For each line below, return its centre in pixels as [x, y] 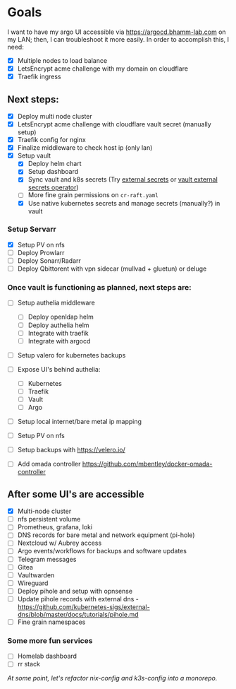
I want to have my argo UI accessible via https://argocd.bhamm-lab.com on [117, 32]
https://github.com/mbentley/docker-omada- [147, 464]
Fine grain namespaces [51, 622]
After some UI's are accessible [76, 494]
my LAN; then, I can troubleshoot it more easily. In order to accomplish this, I [118, 39]
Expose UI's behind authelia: [59, 369]
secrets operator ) [53, 187]
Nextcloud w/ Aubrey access [60, 543]
